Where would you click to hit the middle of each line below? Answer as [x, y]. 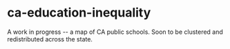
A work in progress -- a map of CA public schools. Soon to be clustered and [115, 32]
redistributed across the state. [50, 39]
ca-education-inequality [79, 13]
